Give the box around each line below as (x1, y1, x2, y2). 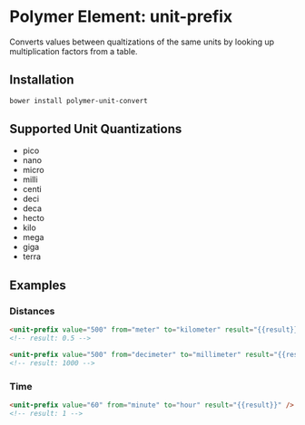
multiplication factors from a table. (9, 45, 138, 56)
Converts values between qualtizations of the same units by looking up (9, 36, 275, 47)
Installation (9, 72, 74, 88)
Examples (9, 277, 66, 293)
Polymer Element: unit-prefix (9, 6, 233, 27)
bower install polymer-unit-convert (9, 96, 148, 105)
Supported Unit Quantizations (9, 121, 182, 137)
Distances (9, 304, 55, 317)
